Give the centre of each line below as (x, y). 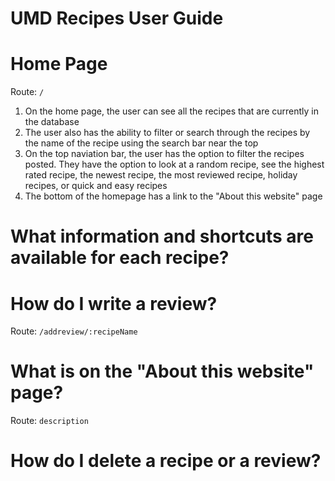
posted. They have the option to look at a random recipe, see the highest (174, 164)
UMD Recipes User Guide (117, 18)
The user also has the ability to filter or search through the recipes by (167, 133)
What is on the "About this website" (162, 371)
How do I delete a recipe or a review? (166, 461)
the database (52, 122)
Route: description (49, 421)
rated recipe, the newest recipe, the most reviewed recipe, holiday (161, 175)
